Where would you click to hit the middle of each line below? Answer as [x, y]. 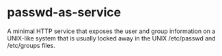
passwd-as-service [64, 12]
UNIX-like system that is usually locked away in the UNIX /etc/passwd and [112, 38]
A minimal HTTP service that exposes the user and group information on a [111, 31]
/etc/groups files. [31, 45]
